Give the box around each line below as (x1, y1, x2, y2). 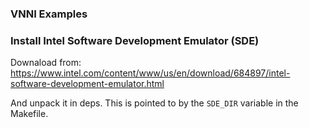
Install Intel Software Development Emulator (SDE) (10, 33, 260, 47)
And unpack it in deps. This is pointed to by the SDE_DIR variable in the (10, 97, 299, 109)
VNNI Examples (10, 7, 88, 21)
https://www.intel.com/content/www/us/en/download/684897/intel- (10, 67, 291, 79)
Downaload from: (10, 57, 82, 69)
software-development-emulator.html (10, 78, 165, 90)
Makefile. (10, 108, 49, 120)
